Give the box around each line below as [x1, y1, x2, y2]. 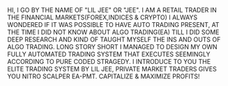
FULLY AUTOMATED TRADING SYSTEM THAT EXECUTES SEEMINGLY [7, 50, 211, 58]
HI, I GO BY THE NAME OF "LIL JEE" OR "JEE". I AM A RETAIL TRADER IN [7, 6, 218, 14]
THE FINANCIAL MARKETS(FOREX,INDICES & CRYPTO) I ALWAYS [7, 13, 198, 21]
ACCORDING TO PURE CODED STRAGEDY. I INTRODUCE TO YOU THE [7, 58, 211, 65]
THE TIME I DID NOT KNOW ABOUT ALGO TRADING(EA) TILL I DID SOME [7, 28, 220, 36]
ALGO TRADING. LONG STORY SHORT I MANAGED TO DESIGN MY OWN [7, 43, 218, 51]
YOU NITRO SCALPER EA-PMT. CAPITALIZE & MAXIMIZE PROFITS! [7, 72, 200, 80]
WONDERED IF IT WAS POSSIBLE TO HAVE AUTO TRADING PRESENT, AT [7, 21, 220, 28]
